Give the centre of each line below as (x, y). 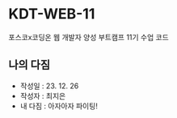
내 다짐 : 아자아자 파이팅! (59, 106)
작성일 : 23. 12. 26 (49, 86)
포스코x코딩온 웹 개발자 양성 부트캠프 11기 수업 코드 (89, 37)
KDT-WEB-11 (52, 14)
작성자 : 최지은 (43, 96)
